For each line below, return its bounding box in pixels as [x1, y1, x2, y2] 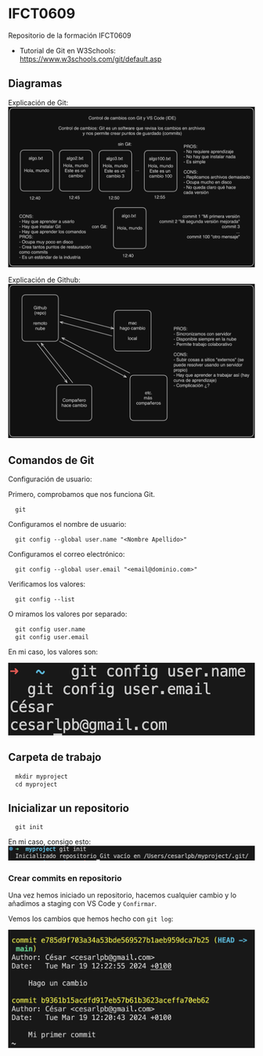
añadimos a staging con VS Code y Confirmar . [8, 899, 157, 908]
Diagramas [8, 77, 63, 90]
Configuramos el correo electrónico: [8, 550, 125, 558]
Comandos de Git [8, 453, 95, 467]
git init [15, 824, 44, 831]
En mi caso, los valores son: [8, 647, 99, 656]
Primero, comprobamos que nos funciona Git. [8, 490, 155, 499]
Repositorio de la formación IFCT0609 [8, 31, 131, 40]
